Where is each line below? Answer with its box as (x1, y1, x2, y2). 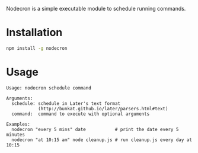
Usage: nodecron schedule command (6, 85, 92, 91)
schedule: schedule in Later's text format (11, 100, 120, 106)
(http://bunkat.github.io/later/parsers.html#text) (37, 106, 168, 111)
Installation (6, 26, 63, 39)
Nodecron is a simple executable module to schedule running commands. (6, 5, 186, 12)
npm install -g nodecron (6, 45, 68, 51)
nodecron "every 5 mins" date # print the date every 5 (11, 126, 179, 132)
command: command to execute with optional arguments (11, 111, 150, 117)
